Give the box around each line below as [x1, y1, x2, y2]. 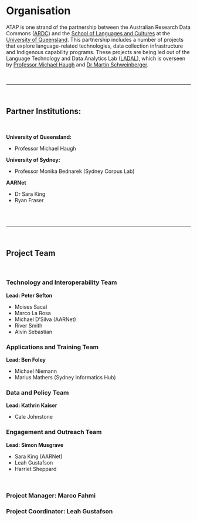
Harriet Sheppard [14, 465, 57, 472]
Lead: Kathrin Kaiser [6, 402, 57, 409]
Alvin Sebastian [14, 328, 53, 335]
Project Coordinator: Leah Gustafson [6, 507, 113, 515]
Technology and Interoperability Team [6, 278, 117, 286]
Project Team [6, 248, 56, 258]
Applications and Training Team [6, 343, 98, 351]
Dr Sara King [14, 190, 46, 198]
